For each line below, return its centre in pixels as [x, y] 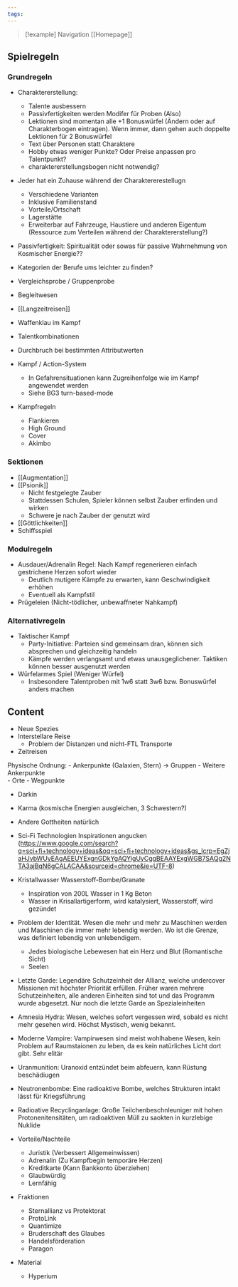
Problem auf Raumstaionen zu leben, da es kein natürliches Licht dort [119, 1046]
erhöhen [40, 587]
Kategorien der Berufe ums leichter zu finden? [85, 267]
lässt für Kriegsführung [52, 1096]
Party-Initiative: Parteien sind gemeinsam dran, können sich [115, 644]
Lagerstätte [45, 217]
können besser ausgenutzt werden [79, 666]
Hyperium [43, 1276]
